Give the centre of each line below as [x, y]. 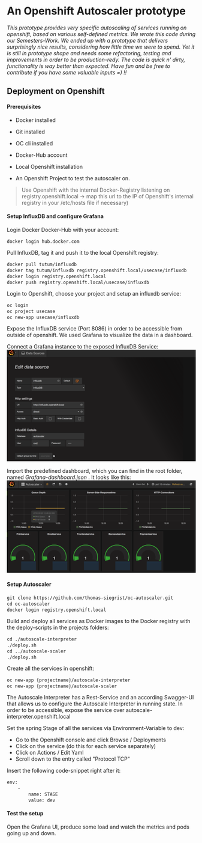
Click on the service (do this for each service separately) [86, 746]
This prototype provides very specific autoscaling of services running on [97, 28]
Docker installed [36, 120]
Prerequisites [24, 106]
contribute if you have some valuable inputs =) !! [67, 72]
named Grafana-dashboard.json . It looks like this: [69, 477]
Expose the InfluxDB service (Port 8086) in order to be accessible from [94, 328]
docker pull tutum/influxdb [42, 264]
